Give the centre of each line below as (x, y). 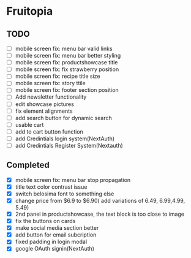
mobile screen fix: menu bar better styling (68, 56)
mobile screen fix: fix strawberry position (67, 69)
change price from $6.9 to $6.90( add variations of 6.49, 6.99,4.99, (100, 200)
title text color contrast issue (51, 187)
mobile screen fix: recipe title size (58, 76)
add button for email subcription (56, 235)
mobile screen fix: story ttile (50, 83)
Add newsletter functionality (51, 97)
